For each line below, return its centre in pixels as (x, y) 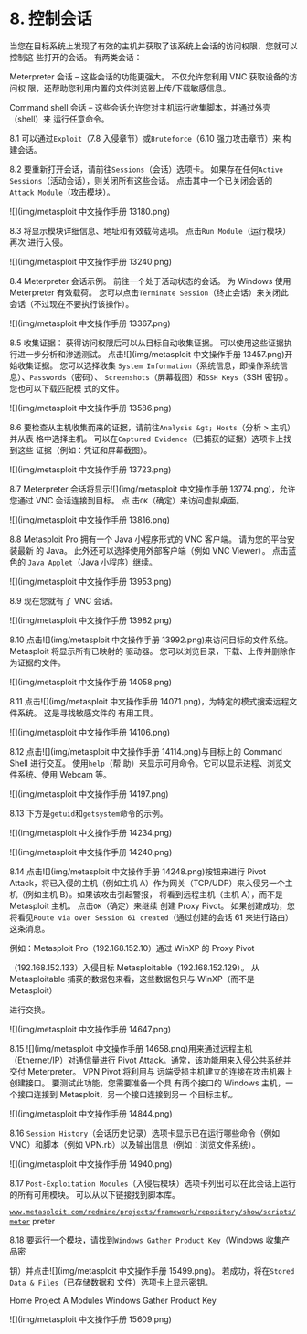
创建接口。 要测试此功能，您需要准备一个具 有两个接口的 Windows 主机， (148, 1083)
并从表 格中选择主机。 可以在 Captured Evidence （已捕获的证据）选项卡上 (147, 439)
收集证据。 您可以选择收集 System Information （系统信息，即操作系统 (148, 365)
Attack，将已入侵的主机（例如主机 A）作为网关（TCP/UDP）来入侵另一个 (148, 883)
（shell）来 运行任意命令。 (59, 119)
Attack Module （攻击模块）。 (63, 192)
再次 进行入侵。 (39, 242)
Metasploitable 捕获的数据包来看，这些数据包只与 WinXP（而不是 (132, 979)
